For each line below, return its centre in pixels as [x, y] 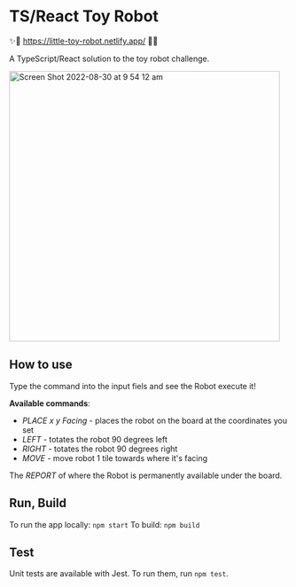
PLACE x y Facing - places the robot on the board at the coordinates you [155, 420]
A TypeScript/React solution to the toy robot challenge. [109, 59]
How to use [41, 365]
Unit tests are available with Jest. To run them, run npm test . [119, 574]
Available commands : [50, 403]
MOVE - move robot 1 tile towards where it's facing [115, 458]
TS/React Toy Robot [84, 16]
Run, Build [38, 503]
